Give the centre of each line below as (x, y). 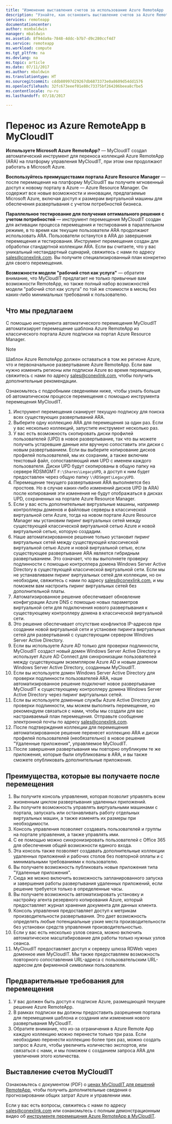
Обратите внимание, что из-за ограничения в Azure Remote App (83, 1028)
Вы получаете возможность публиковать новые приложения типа (85, 867)
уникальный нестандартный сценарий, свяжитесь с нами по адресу (80, 252)
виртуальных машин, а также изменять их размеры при (75, 818)
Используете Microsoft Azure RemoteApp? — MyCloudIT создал (76, 151)
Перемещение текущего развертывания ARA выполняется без (81, 482)
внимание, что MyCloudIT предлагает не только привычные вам (76, 278)
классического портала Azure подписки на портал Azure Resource (78, 334)
